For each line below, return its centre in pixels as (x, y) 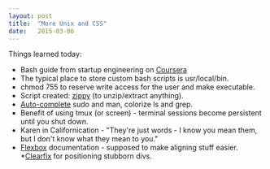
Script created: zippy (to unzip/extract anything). (102, 96)
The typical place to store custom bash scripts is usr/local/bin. (124, 79)
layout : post (30, 16)
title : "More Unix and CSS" (58, 24)
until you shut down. (54, 122)
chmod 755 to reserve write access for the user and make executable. (137, 87)
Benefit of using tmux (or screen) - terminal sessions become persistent (141, 113)
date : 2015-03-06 (41, 31)
